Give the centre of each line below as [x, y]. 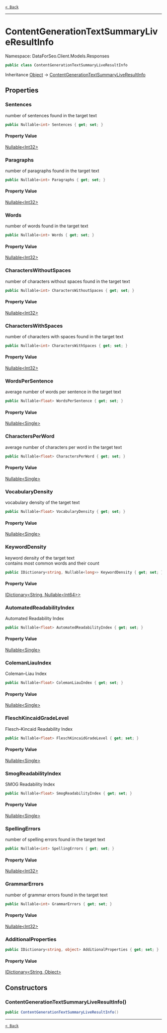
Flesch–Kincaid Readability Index [39, 729]
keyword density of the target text [40, 558]
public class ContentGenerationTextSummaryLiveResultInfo [66, 65]
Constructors [26, 988]
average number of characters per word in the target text [64, 447]
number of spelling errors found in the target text [55, 839]
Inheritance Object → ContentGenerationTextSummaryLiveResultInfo [75, 74]
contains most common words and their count [52, 563]
